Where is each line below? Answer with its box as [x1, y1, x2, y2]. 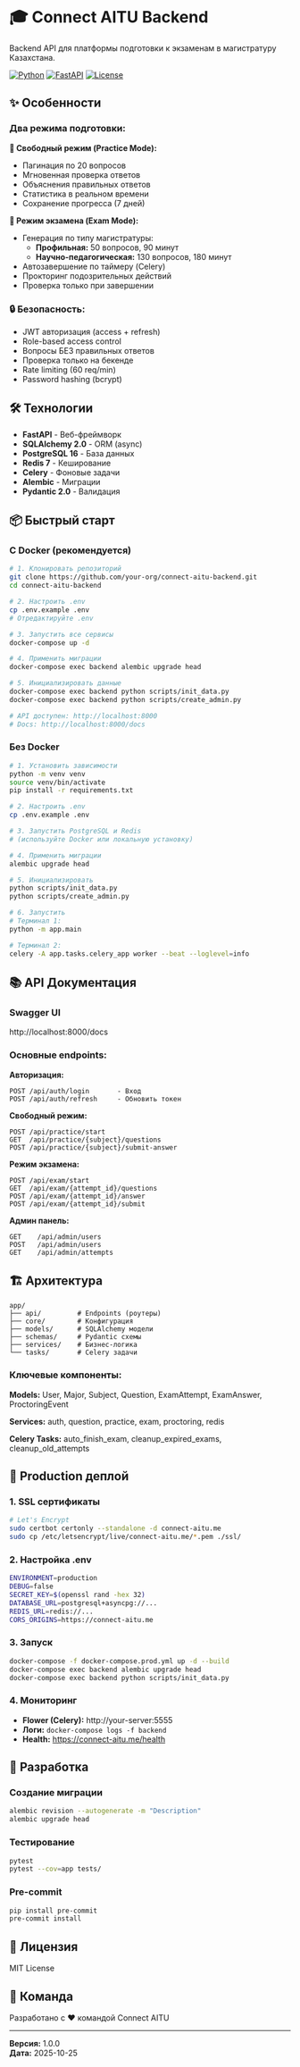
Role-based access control [21, 336, 122, 347]
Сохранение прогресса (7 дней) [21, 197, 146, 208]
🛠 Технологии [9, 401, 94, 416]
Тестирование [9, 1837, 76, 1849]
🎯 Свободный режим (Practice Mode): [9, 142, 158, 153]
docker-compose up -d [9, 638, 90, 648]
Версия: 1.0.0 [9, 2038, 61, 2048]
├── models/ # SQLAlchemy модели [9, 1325, 154, 1334]
